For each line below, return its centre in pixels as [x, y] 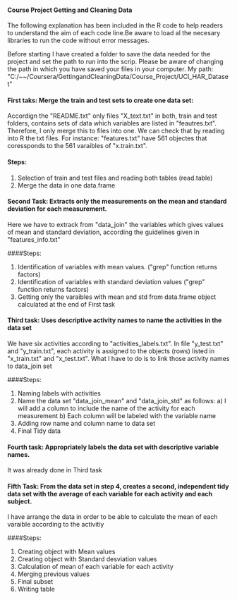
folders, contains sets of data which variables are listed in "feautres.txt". [112, 123]
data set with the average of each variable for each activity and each [110, 494]
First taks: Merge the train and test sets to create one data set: [101, 100]
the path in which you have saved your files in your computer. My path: [110, 69]
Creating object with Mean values [66, 552]
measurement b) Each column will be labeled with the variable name [117, 416]
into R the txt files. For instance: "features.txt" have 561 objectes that [107, 138]
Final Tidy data [39, 431]
